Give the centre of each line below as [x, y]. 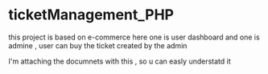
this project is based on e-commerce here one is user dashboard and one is [134, 37]
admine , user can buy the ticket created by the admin [98, 45]
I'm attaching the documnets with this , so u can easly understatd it [120, 61]
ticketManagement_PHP [91, 15]
